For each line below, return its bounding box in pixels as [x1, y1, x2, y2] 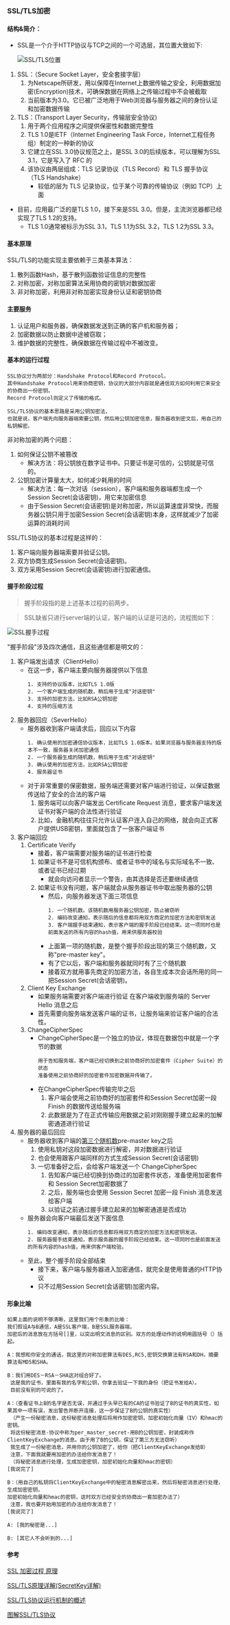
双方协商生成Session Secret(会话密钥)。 [16, 556, 130, 565]
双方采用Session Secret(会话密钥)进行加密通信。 [16, 565, 154, 574]
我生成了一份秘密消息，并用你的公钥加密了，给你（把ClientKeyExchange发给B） [10, 1444, 209, 1451]
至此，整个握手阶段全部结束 [27, 1256, 106, 1265]
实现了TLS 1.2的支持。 [16, 214, 80, 222]
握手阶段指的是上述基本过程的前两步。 [23, 598, 133, 607]
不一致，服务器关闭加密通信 [32, 746, 100, 754]
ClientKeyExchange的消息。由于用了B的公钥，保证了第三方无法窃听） [7, 1437, 181, 1443]
